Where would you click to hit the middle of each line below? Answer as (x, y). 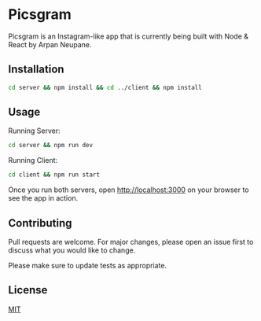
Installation (36, 70)
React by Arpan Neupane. (50, 44)
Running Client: (33, 160)
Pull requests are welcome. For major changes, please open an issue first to (131, 242)
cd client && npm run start (54, 175)
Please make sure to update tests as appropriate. (88, 266)
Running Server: (34, 131)
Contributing (40, 223)
